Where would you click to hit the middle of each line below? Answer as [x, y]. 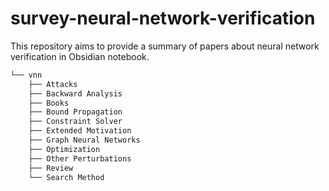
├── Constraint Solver [75, 122]
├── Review [51, 168]
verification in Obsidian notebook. [80, 56]
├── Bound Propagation [75, 112]
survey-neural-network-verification [163, 18]
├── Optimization [64, 149]
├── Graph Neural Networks [84, 140]
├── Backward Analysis [75, 93]
